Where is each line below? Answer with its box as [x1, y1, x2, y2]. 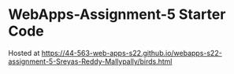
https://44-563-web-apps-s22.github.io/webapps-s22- [41, 48, 222, 57]
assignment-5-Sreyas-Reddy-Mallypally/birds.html [8, 57, 173, 66]
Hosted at [8, 48, 40, 57]
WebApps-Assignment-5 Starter [8, 6, 226, 24]
